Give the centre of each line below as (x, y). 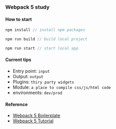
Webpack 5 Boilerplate (36, 116)
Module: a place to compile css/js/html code (62, 87)
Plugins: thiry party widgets (43, 82)
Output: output (28, 76)
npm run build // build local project (46, 39)
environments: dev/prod (37, 92)
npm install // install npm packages (45, 30)
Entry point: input (31, 71)
